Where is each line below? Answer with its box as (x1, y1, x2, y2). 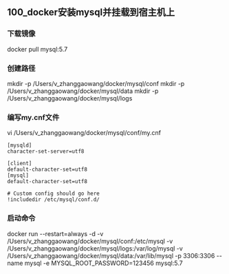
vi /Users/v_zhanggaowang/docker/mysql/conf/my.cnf (7, 129, 162, 137)
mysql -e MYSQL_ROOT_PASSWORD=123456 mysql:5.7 (24, 259, 184, 267)
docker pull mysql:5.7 (7, 45, 68, 53)
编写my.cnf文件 (7, 112, 60, 122)
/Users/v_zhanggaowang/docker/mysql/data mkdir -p (7, 87, 159, 95)
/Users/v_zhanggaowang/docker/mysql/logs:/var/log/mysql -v (7, 244, 184, 253)
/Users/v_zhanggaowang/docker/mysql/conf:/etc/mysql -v (7, 237, 173, 245)
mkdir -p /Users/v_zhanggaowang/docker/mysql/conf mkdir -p (7, 79, 185, 87)
